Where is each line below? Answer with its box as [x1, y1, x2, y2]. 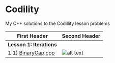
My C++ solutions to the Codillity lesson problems [5, 20, 110, 26]
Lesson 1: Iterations [8, 41, 57, 48]
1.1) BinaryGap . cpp [8, 49, 55, 56]
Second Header [62, 32, 101, 39]
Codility [5, 4, 40, 15]
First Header [17, 32, 48, 39]
